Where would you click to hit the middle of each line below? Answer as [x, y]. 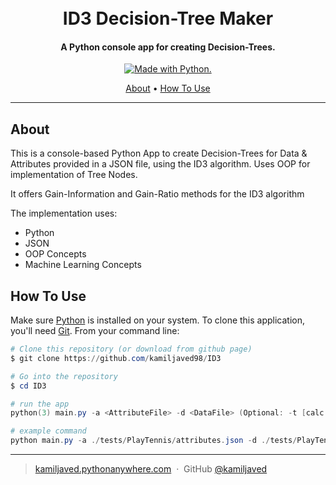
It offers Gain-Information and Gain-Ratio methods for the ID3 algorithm [157, 194]
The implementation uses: [64, 213]
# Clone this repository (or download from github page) [131, 349]
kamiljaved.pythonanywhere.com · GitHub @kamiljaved [151, 469]
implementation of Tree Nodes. [74, 175]
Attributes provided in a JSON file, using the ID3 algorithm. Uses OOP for [160, 164]
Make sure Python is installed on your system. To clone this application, [158, 320]
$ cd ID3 [28, 386]
